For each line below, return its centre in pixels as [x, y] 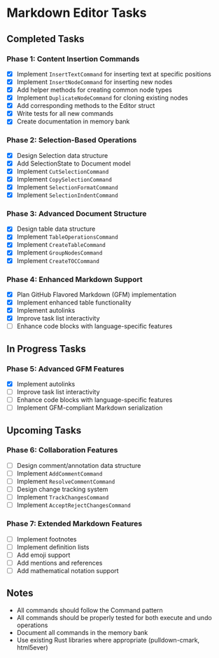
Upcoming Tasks [44, 430]
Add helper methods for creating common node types [94, 90]
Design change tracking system [62, 490]
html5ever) [32, 647]
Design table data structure [56, 229]
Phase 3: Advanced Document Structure [77, 213]
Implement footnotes [47, 539]
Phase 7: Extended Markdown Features [75, 524]
